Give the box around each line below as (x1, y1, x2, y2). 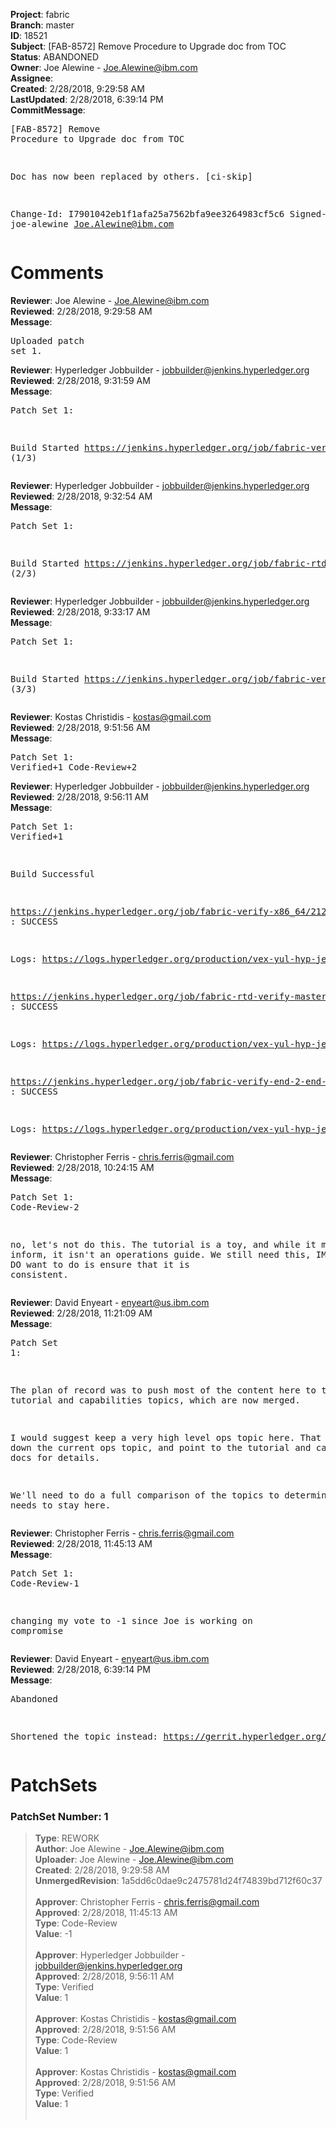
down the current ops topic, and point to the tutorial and (10, 1442, 312, 1453)
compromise (10, 1625, 64, 1636)
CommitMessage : (10, 104, 86, 116)
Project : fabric (10, 9, 70, 20)
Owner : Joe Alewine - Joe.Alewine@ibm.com (10, 62, 198, 73)
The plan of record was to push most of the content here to (10, 1384, 317, 1396)
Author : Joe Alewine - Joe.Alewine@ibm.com (34, 1843, 225, 1855)
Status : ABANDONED (10, 51, 100, 63)
